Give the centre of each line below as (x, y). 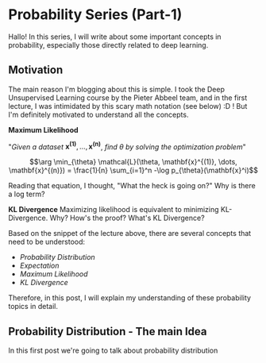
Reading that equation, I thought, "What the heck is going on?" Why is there (132, 186)
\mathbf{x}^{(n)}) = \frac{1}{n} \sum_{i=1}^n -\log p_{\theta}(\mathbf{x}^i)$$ (133, 170)
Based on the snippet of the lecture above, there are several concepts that (130, 234)
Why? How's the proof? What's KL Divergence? (127, 218)
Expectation (39, 266)
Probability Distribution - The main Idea (108, 331)
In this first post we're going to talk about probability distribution (113, 350)
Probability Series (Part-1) (95, 15)
